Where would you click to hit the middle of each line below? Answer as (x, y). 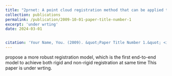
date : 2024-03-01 (24, 29)
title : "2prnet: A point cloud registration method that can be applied (84, 10)
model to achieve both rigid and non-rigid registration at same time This (81, 62)
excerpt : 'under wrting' (32, 24)
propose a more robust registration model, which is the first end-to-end (81, 57)
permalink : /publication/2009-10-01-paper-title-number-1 (68, 19)
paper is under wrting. (29, 68)
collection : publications (33, 15)
